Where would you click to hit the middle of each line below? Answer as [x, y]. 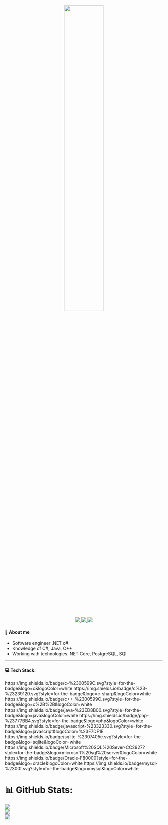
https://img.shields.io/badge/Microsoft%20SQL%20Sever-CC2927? [75, 747]
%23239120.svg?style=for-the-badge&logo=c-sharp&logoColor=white [78, 694]
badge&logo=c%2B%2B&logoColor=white [49, 704]
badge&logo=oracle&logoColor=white [44, 763]
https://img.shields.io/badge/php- [114, 716]
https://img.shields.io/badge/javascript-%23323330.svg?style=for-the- [79, 726]
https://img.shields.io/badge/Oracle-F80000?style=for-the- [67, 758]
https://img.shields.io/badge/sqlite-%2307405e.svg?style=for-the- [74, 737]
